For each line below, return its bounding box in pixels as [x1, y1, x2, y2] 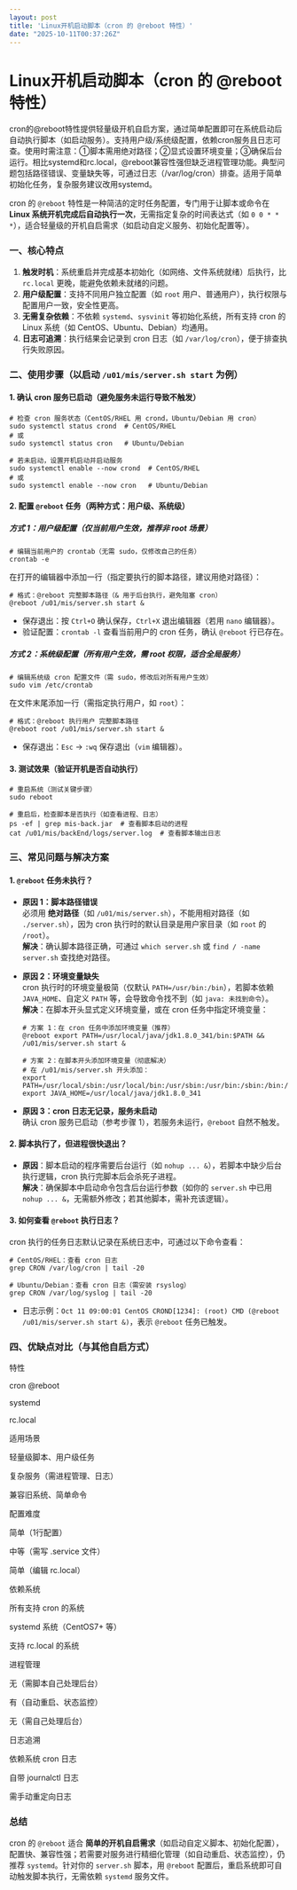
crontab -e [9, 555, 50, 564]
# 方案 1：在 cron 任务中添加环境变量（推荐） [21, 1023, 175, 1032]
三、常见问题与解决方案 [9, 851, 109, 863]
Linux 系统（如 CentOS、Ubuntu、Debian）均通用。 [21, 321, 213, 333]
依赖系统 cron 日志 [9, 1753, 77, 1764]
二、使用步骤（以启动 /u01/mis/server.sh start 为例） [9, 368, 244, 381]
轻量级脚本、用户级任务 [9, 1452, 95, 1462]
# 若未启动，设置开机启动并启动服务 [9, 456, 123, 465]
